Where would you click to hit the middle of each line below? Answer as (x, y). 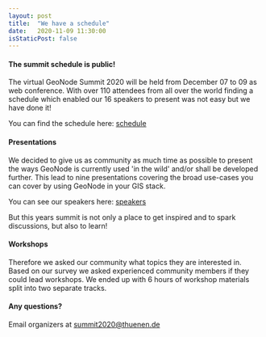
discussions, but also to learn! (58, 225)
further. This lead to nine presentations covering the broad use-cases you (131, 177)
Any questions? (35, 306)
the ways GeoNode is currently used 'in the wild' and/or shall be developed (133, 168)
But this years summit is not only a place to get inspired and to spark (122, 217)
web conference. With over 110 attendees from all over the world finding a (131, 91)
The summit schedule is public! (62, 64)
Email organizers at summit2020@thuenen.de (84, 325)
